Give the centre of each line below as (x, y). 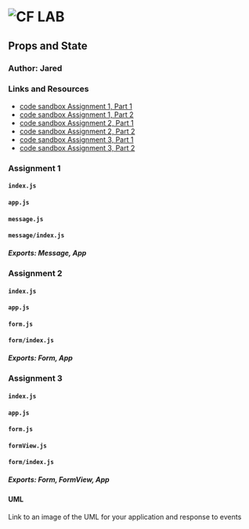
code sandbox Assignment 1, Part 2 (77, 115)
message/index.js (36, 235)
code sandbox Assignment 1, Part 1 (76, 106)
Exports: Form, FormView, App (59, 480)
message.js (26, 219)
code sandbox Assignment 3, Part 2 (77, 148)
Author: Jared (35, 68)
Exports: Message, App (47, 253)
